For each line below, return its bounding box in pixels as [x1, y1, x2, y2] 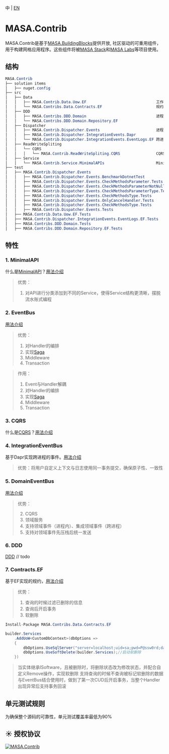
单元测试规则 [5, 699, 45, 708]
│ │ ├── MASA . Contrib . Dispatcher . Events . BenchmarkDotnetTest [5, 175, 145, 180]
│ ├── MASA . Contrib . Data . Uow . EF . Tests [5, 212, 92, 217]
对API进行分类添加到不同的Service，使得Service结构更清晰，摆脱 [25, 290, 161, 296]
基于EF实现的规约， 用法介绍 [5, 578, 64, 584]
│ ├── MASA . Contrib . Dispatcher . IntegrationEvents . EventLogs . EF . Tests [5, 216, 158, 221]
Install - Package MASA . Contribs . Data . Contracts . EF [5, 622, 112, 627]
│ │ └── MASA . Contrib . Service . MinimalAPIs [5, 161, 105, 166]
